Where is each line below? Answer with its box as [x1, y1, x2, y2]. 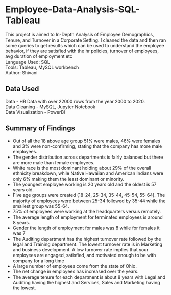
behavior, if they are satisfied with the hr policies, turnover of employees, [5, 48, 159, 54]
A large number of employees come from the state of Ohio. [12, 263, 137, 269]
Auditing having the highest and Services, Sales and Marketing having [12, 279, 160, 285]
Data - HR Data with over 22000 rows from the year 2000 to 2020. [5, 98, 145, 104]
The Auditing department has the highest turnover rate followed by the [12, 235, 161, 242]
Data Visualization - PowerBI [5, 109, 65, 115]
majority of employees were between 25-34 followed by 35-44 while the [12, 198, 166, 204]
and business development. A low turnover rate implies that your [12, 246, 149, 252]
